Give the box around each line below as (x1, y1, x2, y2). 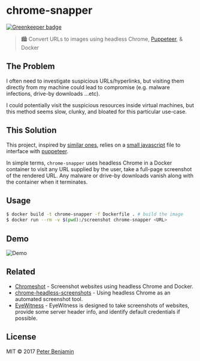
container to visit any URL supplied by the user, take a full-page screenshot (6, 165, 192, 172)
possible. (14, 314, 38, 321)
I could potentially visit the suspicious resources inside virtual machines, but (6, 101, 195, 108)
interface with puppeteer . (6, 147, 69, 154)
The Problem (6, 61, 55, 72)
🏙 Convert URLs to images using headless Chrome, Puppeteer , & (20, 35, 183, 43)
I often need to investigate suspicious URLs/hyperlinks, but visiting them (6, 77, 184, 84)
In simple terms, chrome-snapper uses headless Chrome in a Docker (6, 159, 172, 166)
